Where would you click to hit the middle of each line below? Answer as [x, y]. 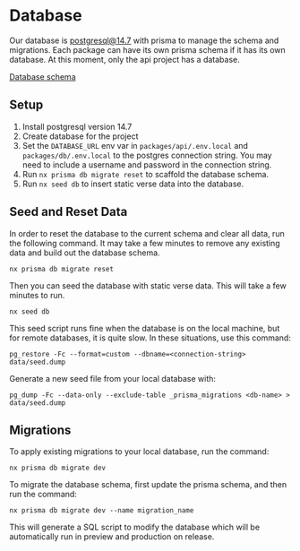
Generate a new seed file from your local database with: [113, 378]
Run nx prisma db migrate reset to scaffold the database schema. [146, 174]
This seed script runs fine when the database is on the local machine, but [145, 328]
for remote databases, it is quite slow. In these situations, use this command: [150, 338]
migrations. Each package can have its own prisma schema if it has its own [148, 49]
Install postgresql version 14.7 [77, 126]
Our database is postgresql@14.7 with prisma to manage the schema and [144, 40]
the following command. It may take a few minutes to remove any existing [145, 243]
